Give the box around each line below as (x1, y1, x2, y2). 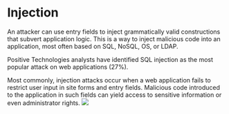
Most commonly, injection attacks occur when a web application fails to (7, 76, 211, 84)
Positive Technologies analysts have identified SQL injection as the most (7, 55, 213, 63)
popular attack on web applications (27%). (7, 62, 129, 71)
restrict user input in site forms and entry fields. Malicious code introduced (7, 83, 220, 91)
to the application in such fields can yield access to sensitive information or (7, 91, 222, 99)
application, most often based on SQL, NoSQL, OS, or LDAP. (7, 42, 178, 50)
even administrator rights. (7, 98, 81, 107)
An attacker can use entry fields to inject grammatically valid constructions (7, 27, 221, 36)
